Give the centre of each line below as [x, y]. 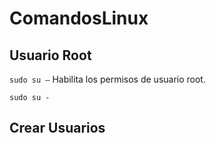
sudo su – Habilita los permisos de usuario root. [107, 79]
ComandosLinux [79, 18]
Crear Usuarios [57, 128]
